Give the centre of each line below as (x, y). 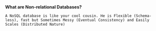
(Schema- (143, 16)
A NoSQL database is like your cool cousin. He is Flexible (69, 16)
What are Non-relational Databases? (44, 7)
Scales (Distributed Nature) (35, 24)
